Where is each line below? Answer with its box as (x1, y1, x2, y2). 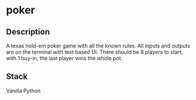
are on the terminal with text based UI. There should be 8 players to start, (6, 49, 183, 56)
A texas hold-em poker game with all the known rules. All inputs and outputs (6, 42, 191, 49)
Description (6, 27, 50, 37)
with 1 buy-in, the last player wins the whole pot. (6, 55, 123, 61)
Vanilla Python (6, 87, 41, 94)
